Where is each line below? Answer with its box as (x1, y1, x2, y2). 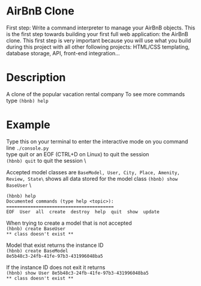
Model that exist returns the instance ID (6, 242, 104, 249)
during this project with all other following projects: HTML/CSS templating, (6, 43, 190, 50)
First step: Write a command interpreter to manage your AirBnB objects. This (6, 24, 196, 31)
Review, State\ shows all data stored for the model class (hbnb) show (6, 175, 178, 182)
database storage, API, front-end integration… (6, 49, 120, 56)
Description (6, 71, 66, 85)
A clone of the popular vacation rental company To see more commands (6, 90, 185, 97)
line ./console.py (6, 144, 49, 151)
